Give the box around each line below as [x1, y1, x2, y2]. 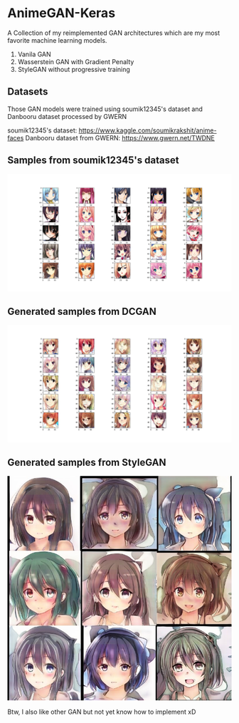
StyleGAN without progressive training [17, 65, 130, 73]
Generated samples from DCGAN [7, 305, 156, 318]
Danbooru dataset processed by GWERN [7, 112, 127, 120]
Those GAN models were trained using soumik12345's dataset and [7, 105, 203, 113]
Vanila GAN [17, 50, 51, 58]
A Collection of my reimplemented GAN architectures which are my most [7, 28, 221, 37]
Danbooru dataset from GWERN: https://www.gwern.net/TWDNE [25, 133, 216, 142]
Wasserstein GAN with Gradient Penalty [17, 57, 134, 66]
